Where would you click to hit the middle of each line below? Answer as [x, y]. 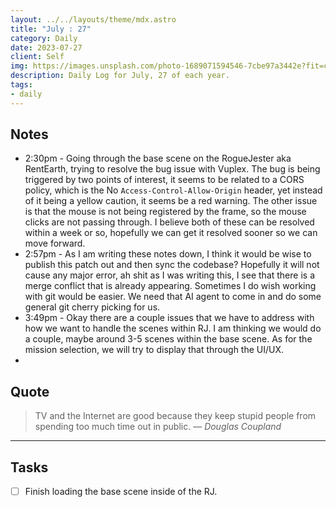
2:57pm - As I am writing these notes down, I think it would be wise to [168, 254]
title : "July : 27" [51, 29]
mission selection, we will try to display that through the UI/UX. [154, 350]
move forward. [55, 243]
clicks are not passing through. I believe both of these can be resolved [169, 222]
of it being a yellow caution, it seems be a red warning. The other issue [171, 201]
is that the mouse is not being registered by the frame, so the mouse [165, 212]
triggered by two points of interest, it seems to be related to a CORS [164, 180]
